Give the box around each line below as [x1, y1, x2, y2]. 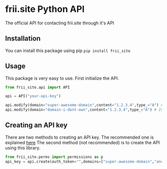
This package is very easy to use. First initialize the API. [5, 75, 119, 81]
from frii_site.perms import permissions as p [5, 154, 103, 160]
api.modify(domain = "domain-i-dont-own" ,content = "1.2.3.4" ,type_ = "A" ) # [5, 107, 157, 112]
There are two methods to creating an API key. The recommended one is [5, 134, 154, 140]
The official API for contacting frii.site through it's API [5, 20, 114, 26]
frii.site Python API [5, 3, 85, 15]
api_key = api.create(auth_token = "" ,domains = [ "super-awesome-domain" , [5, 159, 155, 164]
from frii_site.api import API [5, 84, 70, 90]
